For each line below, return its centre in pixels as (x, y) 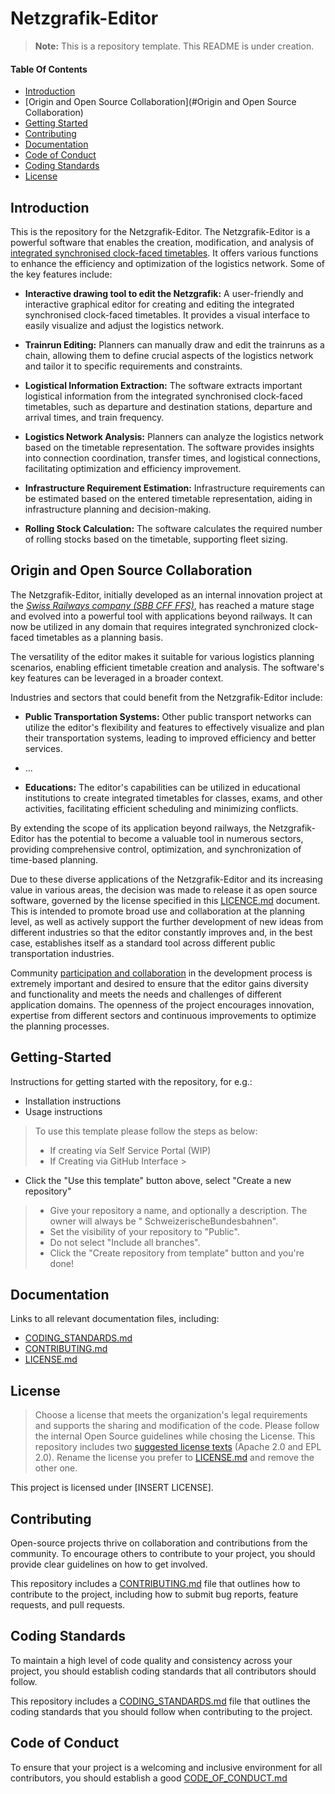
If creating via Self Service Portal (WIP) (130, 1150)
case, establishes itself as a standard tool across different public (143, 943)
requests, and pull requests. (68, 1605)
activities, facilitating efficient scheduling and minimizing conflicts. (161, 808)
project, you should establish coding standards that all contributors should (163, 1671)
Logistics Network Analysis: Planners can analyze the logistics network (174, 436)
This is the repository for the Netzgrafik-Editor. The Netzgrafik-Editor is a (160, 231)
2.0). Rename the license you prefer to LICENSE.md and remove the (174, 1458)
